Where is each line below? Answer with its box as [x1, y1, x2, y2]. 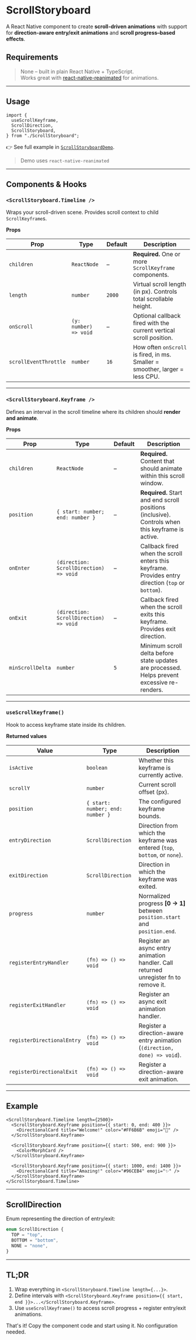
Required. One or [133, 250, 181, 259]
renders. [140, 685, 163, 693]
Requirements [6, 52, 58, 62]
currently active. [138, 771, 183, 779]
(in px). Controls [133, 288, 177, 296]
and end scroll [140, 496, 180, 504]
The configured [138, 797, 181, 805]
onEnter [9, 564, 30, 572]
